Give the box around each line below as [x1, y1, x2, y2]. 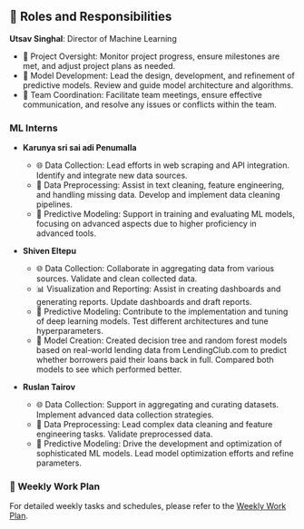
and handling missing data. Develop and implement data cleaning [35, 190, 280, 201]
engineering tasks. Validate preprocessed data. [35, 428, 213, 440]
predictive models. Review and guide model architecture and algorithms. [22, 79, 294, 91]
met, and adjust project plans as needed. [22, 60, 176, 71]
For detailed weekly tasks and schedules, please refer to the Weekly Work [9, 501, 287, 512]
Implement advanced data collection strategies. [35, 409, 215, 420]
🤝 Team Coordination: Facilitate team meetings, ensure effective [22, 89, 263, 100]
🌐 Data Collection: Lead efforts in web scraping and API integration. [35, 160, 290, 171]
